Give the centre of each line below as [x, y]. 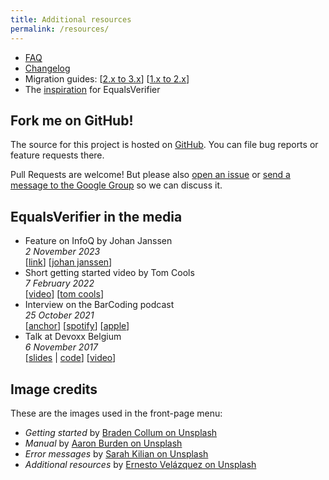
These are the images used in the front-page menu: [116, 413]
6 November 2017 [61, 347]
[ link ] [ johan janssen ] [68, 262]
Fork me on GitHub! [72, 120]
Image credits [54, 389]
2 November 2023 [62, 252]
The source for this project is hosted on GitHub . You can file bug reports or [164, 145]
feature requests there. [57, 155]
